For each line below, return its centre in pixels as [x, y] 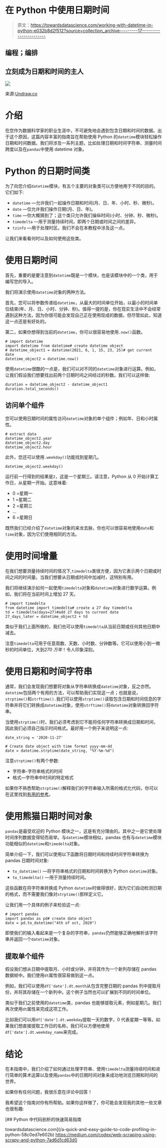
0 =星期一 [22, 493]
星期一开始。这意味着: [45, 483]
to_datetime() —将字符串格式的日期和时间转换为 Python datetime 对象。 [86, 871]
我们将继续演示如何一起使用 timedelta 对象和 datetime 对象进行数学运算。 [79, 587]
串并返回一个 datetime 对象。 [34, 939]
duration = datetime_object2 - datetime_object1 [56, 384]
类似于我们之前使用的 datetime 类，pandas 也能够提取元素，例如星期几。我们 [83, 1003]
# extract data [21, 434]
